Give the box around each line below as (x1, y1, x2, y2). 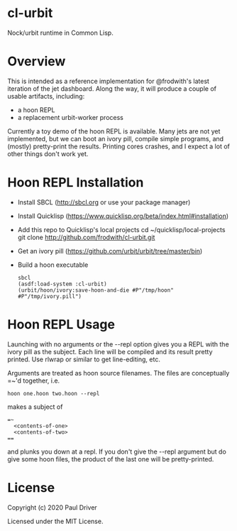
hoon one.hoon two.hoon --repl (7, 390, 100, 397)
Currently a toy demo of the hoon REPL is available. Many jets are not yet (7, 126, 221, 136)
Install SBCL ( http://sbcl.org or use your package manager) (17, 197, 191, 207)
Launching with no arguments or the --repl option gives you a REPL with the (7, 339, 229, 349)
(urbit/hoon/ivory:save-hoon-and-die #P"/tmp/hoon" (17, 286, 174, 294)
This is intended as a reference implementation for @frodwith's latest (7, 77, 209, 85)
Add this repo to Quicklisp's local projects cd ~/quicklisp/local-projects (17, 225, 226, 234)
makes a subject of (7, 403, 63, 411)
